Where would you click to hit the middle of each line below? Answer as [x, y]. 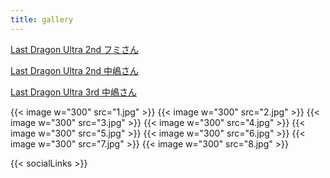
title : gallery [42, 19]
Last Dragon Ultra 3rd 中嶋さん [73, 92]
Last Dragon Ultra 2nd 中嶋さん [75, 70]
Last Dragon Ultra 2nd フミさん [75, 49]
